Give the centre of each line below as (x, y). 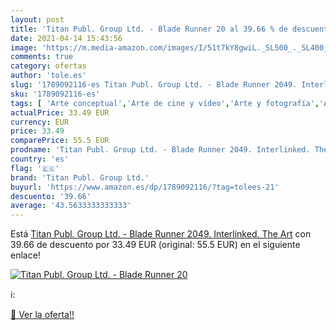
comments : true (42, 57)
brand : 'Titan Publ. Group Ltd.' (80, 177)
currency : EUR (40, 122)
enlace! (25, 255)
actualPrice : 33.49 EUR (60, 112)
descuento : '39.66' (51, 196)
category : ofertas (48, 66)
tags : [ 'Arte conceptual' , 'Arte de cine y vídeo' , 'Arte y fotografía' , (165, 103)
